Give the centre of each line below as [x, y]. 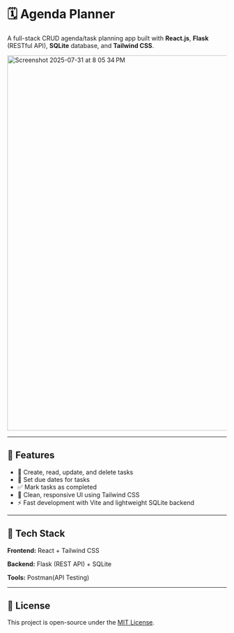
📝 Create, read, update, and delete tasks [75, 472]
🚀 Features [31, 455]
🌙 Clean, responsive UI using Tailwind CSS [78, 494]
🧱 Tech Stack [36, 534]
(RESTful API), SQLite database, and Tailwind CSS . [81, 45]
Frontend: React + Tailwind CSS [53, 550]
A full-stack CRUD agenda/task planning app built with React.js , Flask [108, 38]
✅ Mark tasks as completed [57, 487]
